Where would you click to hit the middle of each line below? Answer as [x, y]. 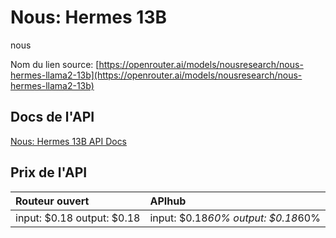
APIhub [168, 201]
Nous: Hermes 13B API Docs [69, 141]
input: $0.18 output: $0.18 [78, 218]
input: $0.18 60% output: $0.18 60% [235, 218]
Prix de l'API [49, 172]
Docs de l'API [52, 117]
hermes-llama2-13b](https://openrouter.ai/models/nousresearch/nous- [156, 75]
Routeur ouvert [52, 201]
